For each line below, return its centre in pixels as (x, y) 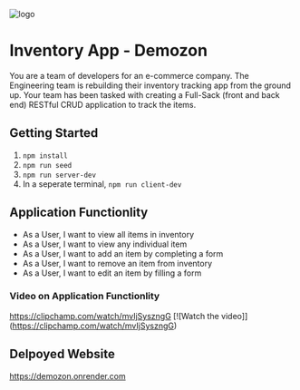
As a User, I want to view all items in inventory (108, 234)
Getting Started (54, 133)
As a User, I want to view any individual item (105, 244)
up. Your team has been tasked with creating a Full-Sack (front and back (145, 94)
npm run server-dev (59, 175)
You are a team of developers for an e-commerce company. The (129, 75)
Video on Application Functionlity (85, 297)
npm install (45, 156)
